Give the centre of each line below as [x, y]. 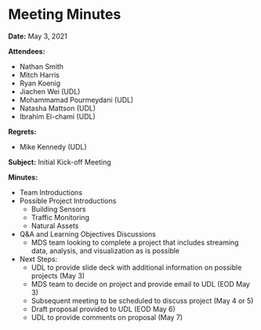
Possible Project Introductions [68, 201]
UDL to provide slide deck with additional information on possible [136, 267]
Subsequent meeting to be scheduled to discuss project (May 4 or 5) [142, 300]
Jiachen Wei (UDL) [50, 91]
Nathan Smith [42, 66]
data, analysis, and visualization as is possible [105, 250]
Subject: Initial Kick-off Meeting [60, 161]
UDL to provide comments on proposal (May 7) [107, 317]
